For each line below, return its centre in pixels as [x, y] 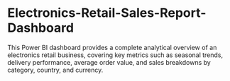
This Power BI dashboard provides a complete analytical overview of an [112, 47]
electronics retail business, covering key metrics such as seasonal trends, [115, 55]
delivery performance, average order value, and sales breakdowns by [109, 62]
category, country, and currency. [55, 70]
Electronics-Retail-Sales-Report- [107, 13]
